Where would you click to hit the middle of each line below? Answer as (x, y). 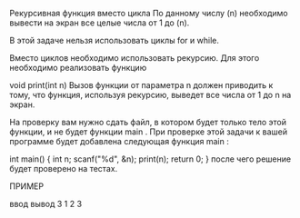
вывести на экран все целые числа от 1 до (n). (100, 23)
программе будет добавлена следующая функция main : (120, 141)
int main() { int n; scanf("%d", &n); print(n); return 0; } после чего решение (150, 159)
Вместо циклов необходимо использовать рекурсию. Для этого (135, 58)
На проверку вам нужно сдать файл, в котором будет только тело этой (148, 122)
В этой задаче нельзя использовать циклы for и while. (115, 40)
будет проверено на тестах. (64, 168)
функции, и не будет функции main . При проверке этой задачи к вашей (149, 132)
